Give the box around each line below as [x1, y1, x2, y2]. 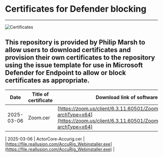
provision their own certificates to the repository [5, 54, 155, 62]
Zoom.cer [28, 114, 50, 121]
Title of [32, 91, 49, 98]
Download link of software [96, 94, 158, 100]
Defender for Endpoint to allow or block [5, 69, 126, 77]
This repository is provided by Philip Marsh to [5, 38, 146, 47]
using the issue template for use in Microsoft [5, 61, 143, 69]
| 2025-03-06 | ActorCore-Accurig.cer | [5, 136, 85, 142]
